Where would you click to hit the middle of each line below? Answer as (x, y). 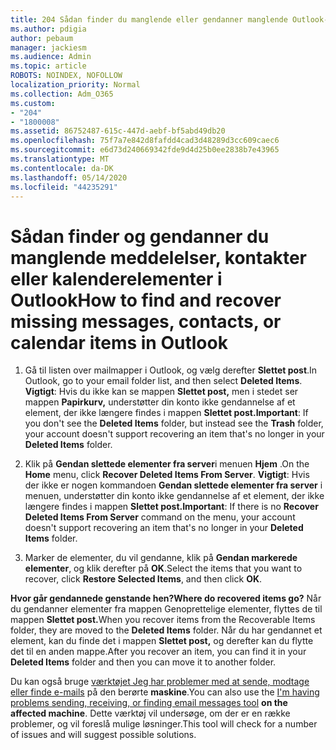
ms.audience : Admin (51, 57)
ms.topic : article (48, 66)
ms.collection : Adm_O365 (62, 94)
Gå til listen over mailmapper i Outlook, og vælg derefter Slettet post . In (171, 370)
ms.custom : (33, 103)
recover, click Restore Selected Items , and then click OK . (143, 579)
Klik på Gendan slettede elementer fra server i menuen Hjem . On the (167, 464)
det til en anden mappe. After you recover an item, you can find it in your (158, 652)
